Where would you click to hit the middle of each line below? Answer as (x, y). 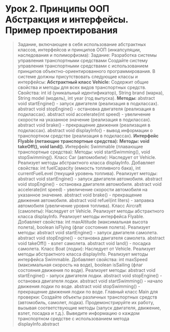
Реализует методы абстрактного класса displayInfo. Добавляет (86, 162)
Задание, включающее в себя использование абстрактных (82, 44)
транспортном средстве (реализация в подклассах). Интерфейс (88, 136)
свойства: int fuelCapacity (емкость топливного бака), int (79, 168)
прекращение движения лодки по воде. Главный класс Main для (88, 292)
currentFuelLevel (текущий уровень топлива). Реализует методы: (88, 173)
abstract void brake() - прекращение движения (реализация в (84, 125)
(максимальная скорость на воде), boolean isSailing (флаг (80, 265)
